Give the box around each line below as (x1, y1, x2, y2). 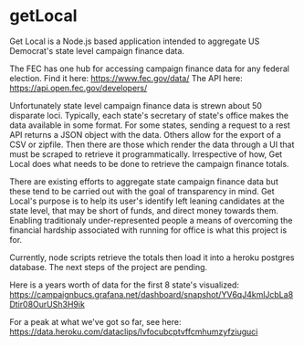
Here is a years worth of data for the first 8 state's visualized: (9, 279, 240, 290)
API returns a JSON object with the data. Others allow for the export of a (9, 129, 281, 140)
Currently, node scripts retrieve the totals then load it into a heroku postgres (9, 252, 295, 263)
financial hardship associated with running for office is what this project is (9, 225, 288, 236)
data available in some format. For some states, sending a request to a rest (9, 120, 290, 131)
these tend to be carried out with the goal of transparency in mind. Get (9, 185, 276, 196)
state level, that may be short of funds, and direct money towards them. (9, 204, 278, 215)
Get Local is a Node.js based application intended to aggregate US (9, 36, 260, 47)
